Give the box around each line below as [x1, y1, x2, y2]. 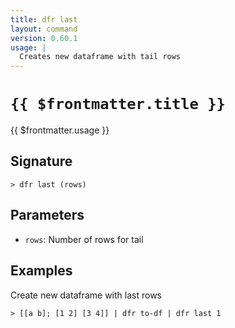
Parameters [10, 207, 85, 224]
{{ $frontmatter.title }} [10, 95, 226, 114]
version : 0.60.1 [10, 33, 78, 43]
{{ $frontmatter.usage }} [10, 124, 110, 136]
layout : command [10, 24, 78, 34]
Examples [10, 262, 73, 280]
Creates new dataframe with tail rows [19, 52, 182, 62]
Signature [10, 153, 73, 170]
